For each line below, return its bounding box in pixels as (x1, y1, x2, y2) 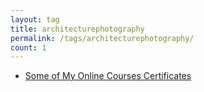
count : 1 (10, 42, 47, 53)
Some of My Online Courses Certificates (24, 70, 192, 82)
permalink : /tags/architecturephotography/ (10, 33, 195, 43)
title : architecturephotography (10, 24, 145, 34)
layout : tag (10, 14, 60, 25)
